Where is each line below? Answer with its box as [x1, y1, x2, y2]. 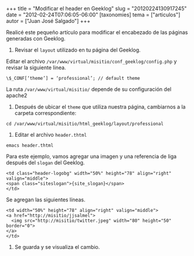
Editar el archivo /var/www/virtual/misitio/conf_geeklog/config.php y [6, 58, 177, 65]
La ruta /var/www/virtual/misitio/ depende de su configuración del [6, 86, 172, 93]
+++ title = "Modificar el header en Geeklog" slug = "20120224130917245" [6, 5, 187, 12]
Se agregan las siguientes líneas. [6, 196, 86, 203]
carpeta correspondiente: [14, 110, 77, 116]
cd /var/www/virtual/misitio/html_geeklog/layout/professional [6, 121, 164, 127]
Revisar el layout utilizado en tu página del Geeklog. [14, 46, 141, 53]
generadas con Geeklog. [6, 35, 66, 42]
